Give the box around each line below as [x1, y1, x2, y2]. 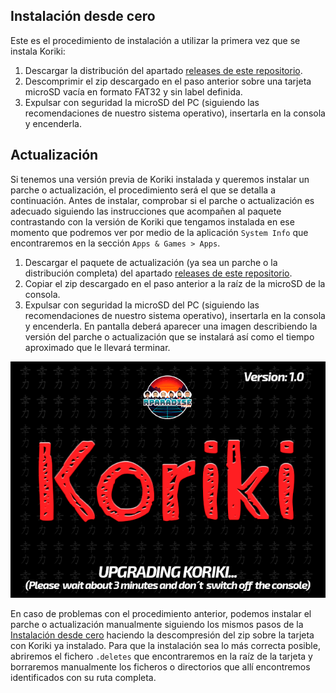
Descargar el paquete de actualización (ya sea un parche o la [24, 256, 278, 268]
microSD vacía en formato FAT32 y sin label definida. [24, 85, 243, 98]
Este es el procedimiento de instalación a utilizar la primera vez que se [10, 34, 301, 46]
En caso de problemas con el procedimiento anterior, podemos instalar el [10, 607, 312, 619]
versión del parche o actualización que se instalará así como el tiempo [24, 330, 315, 343]
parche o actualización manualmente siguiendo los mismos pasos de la [10, 618, 304, 630]
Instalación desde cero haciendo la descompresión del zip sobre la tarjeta [10, 629, 315, 641]
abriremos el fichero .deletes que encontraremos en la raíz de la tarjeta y [10, 650, 313, 662]
